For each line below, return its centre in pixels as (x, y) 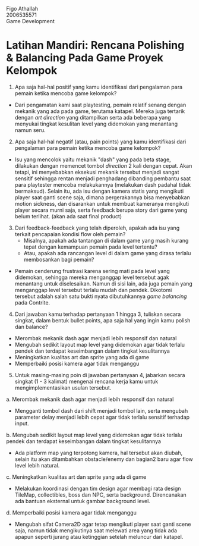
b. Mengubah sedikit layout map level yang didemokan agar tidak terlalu (94, 435)
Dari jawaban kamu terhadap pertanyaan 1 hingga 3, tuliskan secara (98, 314)
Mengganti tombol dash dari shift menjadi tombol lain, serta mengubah (101, 410)
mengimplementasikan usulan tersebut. (63, 387)
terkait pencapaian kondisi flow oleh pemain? (70, 234)
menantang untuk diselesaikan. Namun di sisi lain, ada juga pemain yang (104, 283)
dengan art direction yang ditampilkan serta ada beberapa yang (93, 117)
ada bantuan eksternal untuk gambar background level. (82, 501)
